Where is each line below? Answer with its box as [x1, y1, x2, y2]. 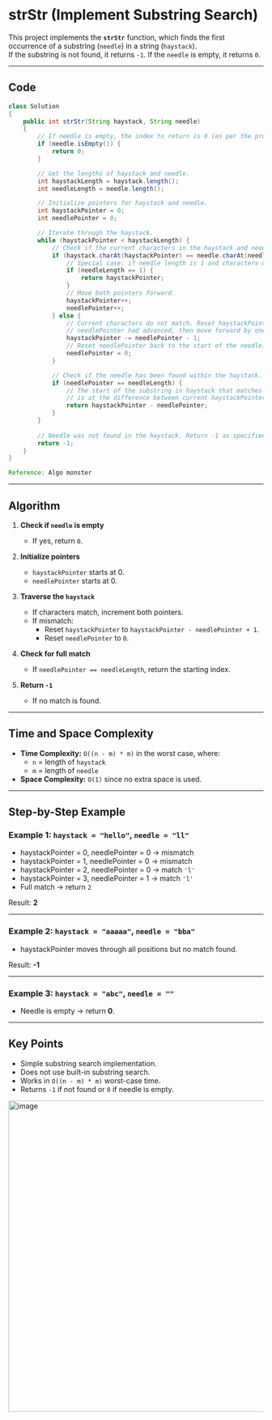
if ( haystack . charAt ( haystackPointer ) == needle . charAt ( [51, 251, 249, 260]
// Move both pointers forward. [66, 289, 176, 297]
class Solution [8, 102, 60, 110]
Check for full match [19, 648, 91, 658]
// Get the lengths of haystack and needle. [37, 169, 190, 177]
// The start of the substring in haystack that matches [66, 386, 263, 394]
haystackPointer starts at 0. [32, 567, 125, 576]
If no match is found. [32, 695, 101, 705]
